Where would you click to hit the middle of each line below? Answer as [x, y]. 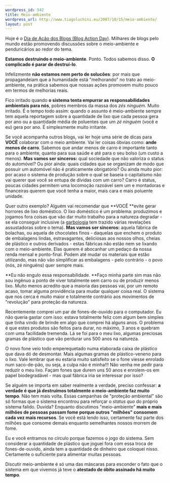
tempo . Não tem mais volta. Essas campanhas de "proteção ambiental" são [84, 396]
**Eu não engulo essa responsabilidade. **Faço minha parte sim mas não [83, 275]
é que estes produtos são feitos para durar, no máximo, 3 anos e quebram [82, 328]
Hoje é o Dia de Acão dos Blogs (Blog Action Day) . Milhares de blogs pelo [82, 39]
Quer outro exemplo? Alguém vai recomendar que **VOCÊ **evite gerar [81, 206]
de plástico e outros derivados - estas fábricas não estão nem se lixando [81, 244]
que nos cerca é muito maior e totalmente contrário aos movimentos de [80, 296]
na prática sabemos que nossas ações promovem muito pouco [93, 85]
